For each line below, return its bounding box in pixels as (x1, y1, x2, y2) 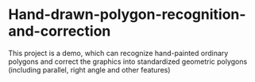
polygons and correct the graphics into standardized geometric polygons (8, 57, 248, 66)
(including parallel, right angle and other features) (8, 65, 171, 74)
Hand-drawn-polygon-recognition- (8, 6, 246, 24)
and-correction (8, 22, 111, 40)
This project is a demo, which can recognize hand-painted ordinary (8, 48, 229, 58)
